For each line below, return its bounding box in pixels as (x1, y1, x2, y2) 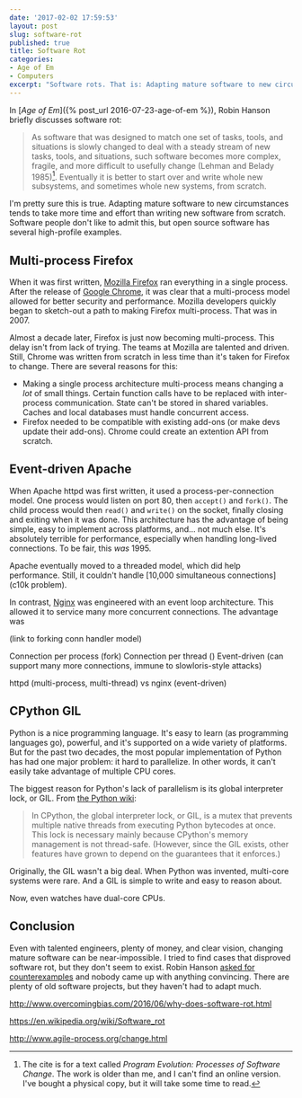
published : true (9, 38, 70, 48)
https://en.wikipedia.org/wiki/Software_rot (9, 1015, 165, 1026)
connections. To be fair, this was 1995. (9, 543, 152, 553)
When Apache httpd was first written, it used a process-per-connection (9, 485, 274, 496)
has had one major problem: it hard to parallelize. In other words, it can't (9, 756, 276, 766)
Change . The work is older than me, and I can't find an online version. (22, 1068, 281, 1079)
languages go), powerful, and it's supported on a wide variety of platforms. (9, 737, 288, 748)
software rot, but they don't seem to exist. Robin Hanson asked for (9, 961, 255, 972)
